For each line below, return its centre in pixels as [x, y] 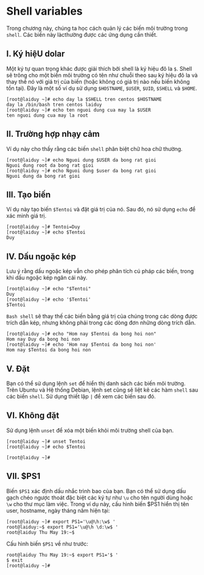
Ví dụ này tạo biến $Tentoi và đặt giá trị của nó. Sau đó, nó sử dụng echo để [101, 210]
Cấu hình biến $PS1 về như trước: [47, 544]
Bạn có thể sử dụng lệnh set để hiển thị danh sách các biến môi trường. [96, 383]
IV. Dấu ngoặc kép [41, 256]
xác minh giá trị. [26, 216]
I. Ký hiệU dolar [36, 54]
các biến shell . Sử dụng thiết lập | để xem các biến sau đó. [81, 396]
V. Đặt [18, 369]
